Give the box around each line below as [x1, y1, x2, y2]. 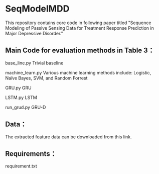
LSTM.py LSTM [5, 94, 38, 101]
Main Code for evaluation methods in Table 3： [5, 46, 154, 55]
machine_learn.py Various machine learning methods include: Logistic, [5, 69, 151, 75]
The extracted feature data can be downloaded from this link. [5, 134, 132, 140]
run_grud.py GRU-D [5, 104, 46, 110]
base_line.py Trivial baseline [5, 60, 64, 66]
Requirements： [5, 149, 57, 158]
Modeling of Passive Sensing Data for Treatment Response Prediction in [5, 25, 154, 31]
